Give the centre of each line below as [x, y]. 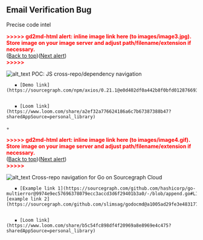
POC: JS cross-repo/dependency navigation [87, 74]
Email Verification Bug [49, 10]
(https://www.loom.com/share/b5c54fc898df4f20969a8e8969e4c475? [89, 225]
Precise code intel [29, 24]
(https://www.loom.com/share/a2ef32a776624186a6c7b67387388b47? [89, 112]
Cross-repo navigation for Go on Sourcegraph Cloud [97, 177]
